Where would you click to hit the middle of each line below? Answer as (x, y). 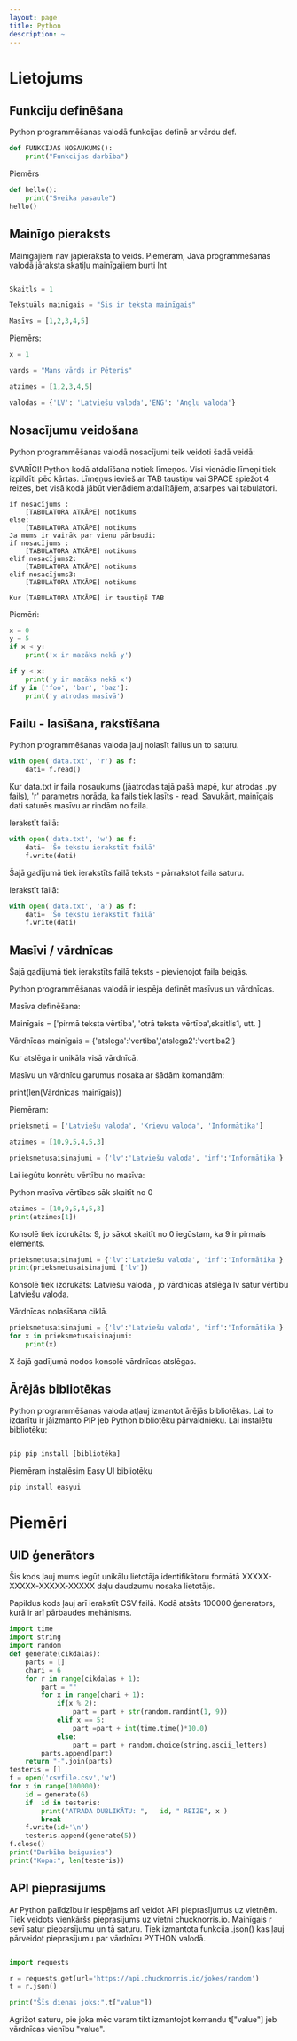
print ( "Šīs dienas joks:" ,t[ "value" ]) (81, 2003)
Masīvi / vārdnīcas (61, 950)
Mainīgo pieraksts (60, 234)
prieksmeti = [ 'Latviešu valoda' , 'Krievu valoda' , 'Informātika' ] (137, 1126)
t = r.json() (33, 1987)
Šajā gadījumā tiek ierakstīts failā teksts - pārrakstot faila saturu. (127, 872)
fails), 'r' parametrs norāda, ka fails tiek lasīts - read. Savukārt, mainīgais (141, 796)
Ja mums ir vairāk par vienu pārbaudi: (83, 535)
